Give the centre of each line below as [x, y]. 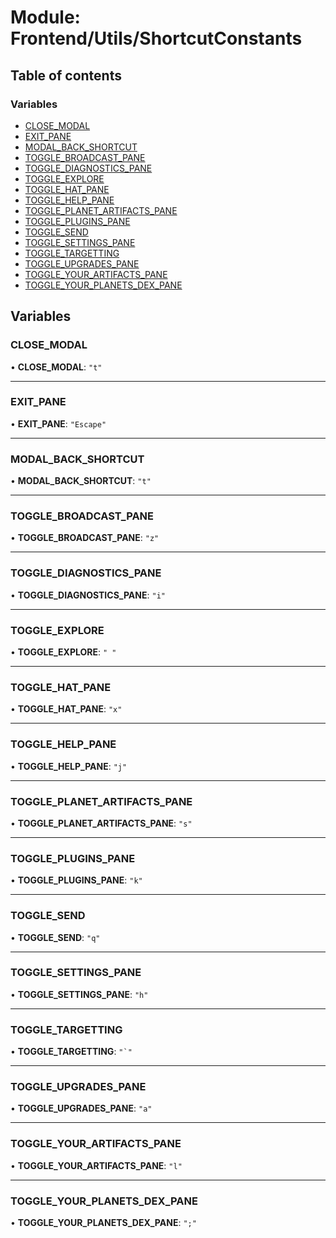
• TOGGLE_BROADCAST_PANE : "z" [85, 538]
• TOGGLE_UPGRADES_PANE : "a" [81, 1108]
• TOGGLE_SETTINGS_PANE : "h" [79, 994]
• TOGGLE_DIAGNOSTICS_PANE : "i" [88, 595]
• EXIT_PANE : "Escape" [58, 423]
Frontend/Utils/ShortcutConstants [156, 38]
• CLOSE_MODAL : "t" [56, 367]
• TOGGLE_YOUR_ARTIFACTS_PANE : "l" [96, 1165]
